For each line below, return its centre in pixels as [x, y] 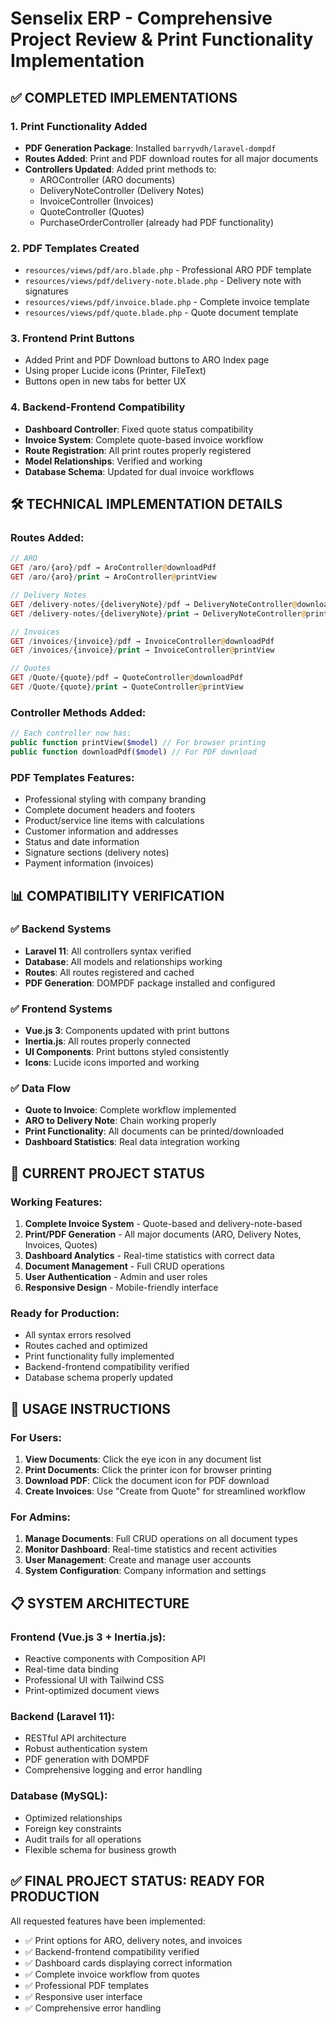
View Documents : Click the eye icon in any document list [143, 1459]
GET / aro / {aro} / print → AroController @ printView [113, 577]
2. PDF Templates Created [75, 248]
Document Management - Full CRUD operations [124, 1266]
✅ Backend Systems [61, 929]
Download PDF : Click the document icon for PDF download [147, 1481]
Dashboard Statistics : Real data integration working [132, 1142]
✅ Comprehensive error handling [93, 2008]
